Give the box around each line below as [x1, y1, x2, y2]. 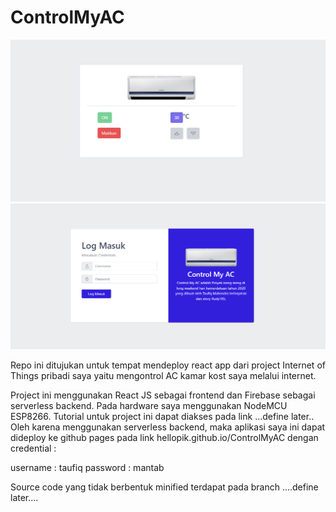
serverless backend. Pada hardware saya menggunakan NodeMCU [10, 399, 288, 411]
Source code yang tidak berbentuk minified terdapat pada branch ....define [10, 481, 319, 493]
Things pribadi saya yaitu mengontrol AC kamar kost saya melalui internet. [10, 369, 317, 381]
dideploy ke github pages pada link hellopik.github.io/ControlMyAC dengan [10, 431, 319, 443]
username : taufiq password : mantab [10, 461, 165, 473]
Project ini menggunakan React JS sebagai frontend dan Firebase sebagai [10, 389, 316, 401]
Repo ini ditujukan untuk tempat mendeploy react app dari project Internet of [10, 359, 326, 371]
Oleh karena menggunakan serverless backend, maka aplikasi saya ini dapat [10, 421, 326, 433]
